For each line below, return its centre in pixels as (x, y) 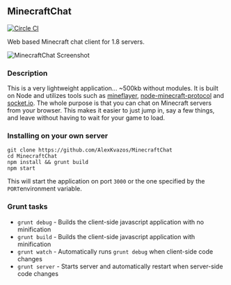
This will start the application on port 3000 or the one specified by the (106, 181)
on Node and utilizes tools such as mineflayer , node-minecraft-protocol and (116, 96)
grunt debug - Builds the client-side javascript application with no (110, 222)
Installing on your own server (58, 136)
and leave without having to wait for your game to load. (86, 118)
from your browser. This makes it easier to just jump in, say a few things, (111, 111)
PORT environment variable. (45, 189)
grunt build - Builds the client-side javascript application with (106, 236)
